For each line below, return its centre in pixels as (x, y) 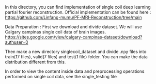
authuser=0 (17, 42)
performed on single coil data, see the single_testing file (61, 76)
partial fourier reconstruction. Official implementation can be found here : (78, 12)
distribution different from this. (36, 62)
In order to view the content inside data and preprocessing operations (75, 71)
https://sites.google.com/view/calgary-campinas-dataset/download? (74, 37)
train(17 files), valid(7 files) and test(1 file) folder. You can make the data (76, 57)
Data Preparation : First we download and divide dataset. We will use (73, 27)
